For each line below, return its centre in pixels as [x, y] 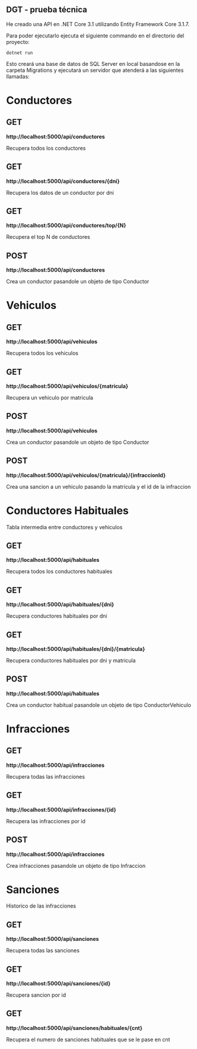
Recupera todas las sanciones [43, 950]
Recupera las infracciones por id [46, 821]
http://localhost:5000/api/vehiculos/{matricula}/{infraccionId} [86, 475]
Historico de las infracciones [41, 906]
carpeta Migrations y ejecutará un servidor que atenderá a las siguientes [95, 70]
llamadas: [18, 76]
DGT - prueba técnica [47, 10]
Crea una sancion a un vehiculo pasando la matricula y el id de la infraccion [99, 486]
